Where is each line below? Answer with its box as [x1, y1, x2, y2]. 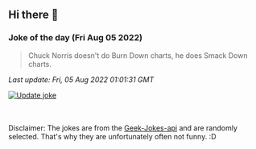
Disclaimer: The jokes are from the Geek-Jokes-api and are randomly [8, 122, 237, 133]
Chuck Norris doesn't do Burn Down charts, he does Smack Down [27, 50, 248, 60]
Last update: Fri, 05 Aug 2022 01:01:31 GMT [8, 74, 155, 85]
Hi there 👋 [8, 8, 59, 22]
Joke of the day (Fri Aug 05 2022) [8, 32, 143, 43]
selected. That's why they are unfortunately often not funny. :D [8, 131, 217, 141]
